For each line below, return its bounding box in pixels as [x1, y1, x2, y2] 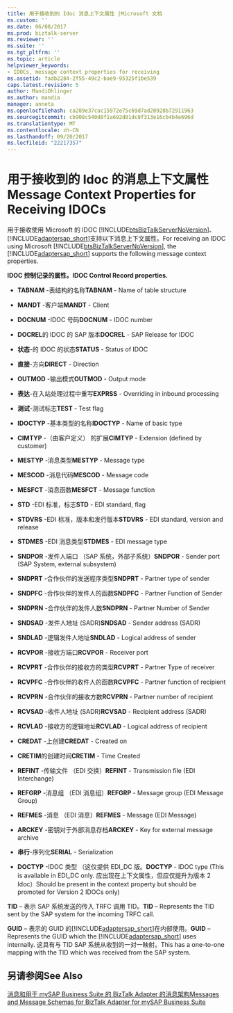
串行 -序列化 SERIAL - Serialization [17, 848, 114, 856]
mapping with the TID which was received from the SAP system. [7, 948, 191, 957]
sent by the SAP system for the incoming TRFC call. [7, 910, 155, 918]
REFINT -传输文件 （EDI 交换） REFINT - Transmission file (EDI [17, 767, 196, 775]
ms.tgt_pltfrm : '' [7, 49, 60, 56]
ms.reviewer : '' [7, 36, 54, 43]
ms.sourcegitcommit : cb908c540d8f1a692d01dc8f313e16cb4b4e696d [7, 113, 194, 120]
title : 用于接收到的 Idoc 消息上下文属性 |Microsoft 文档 [7, 10, 163, 17]
